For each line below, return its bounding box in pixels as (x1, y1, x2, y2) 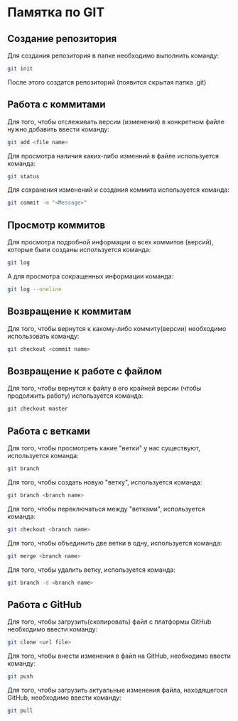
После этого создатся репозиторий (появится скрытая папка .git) (7, 77, 207, 86)
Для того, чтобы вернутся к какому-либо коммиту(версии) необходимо (7, 324, 227, 332)
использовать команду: (7, 332, 80, 340)
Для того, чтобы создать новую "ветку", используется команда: (7, 477, 202, 487)
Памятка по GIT (7, 4, 105, 21)
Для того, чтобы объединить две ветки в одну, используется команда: (7, 538, 222, 547)
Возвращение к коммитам (7, 305, 131, 318)
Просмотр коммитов (7, 219, 106, 231)
